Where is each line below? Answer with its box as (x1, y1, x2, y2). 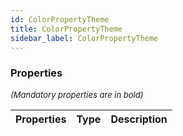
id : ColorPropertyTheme (10, 14, 110, 25)
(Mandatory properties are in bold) (10, 89, 144, 100)
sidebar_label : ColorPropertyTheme (10, 33, 159, 43)
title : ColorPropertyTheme (10, 24, 123, 34)
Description (110, 112, 168, 126)
